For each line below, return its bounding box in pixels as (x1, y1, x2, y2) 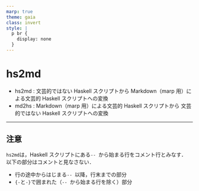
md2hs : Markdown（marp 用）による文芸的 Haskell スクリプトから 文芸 (14, 102, 192, 109)
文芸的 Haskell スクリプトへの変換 (25, 95, 108, 102)
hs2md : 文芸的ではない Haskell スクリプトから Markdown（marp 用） (14, 87, 187, 95)
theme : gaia (6, 14, 36, 20)
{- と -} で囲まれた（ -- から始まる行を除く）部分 (14, 178, 132, 185)
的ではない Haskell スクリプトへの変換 (14, 109, 108, 116)
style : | (6, 25, 28, 31)
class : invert (6, 20, 41, 25)
